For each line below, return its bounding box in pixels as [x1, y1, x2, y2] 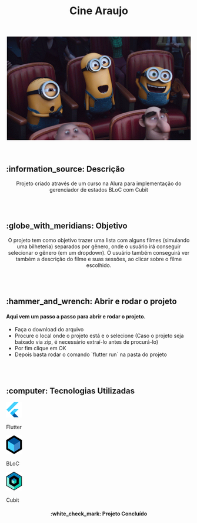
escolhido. [86, 261, 112, 269]
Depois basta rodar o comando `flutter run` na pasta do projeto [14, 351, 168, 358]
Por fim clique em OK [14, 345, 66, 352]
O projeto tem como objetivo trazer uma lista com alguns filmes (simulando [8, 236, 190, 244]
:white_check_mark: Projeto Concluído [50, 510, 148, 517]
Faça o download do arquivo [14, 326, 84, 333]
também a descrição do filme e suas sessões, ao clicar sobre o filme [15, 255, 182, 262]
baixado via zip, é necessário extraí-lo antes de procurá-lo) [14, 338, 159, 346]
